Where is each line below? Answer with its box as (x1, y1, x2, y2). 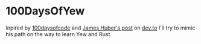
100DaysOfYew (5, 4, 85, 18)
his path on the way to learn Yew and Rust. (5, 30, 112, 37)
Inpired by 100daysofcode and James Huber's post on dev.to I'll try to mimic (5, 24, 196, 31)
